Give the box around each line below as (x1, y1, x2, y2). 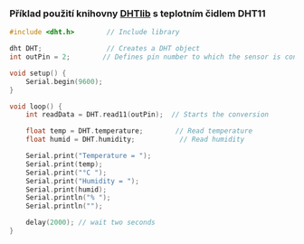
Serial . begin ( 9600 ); (25, 77, 103, 86)
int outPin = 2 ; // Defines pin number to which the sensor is (9, 52, 281, 61)
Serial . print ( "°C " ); (25, 168, 107, 177)
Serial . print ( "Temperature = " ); (25, 152, 152, 161)
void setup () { (9, 69, 67, 78)
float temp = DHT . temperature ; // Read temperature (25, 127, 253, 136)
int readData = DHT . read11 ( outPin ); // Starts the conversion (25, 110, 270, 119)
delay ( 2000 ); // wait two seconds (25, 218, 156, 228)
